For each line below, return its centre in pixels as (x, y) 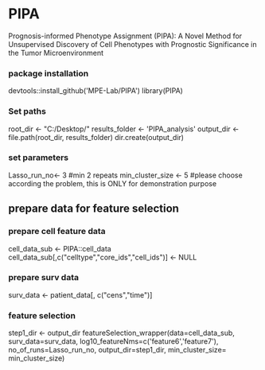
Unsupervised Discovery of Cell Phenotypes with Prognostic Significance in (132, 44)
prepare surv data (44, 278)
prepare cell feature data (57, 232)
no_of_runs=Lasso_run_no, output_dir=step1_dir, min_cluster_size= (117, 350)
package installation (49, 73)
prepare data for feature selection (94, 209)
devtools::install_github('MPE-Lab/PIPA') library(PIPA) (95, 91)
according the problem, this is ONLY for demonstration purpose (113, 183)
